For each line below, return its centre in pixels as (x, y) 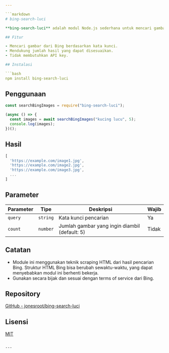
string (46, 217)
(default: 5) (72, 232)
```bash (13, 73)
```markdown (18, 14)
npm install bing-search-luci (37, 78)
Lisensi (17, 322)
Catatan (18, 250)
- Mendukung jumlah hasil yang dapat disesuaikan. (59, 51)
